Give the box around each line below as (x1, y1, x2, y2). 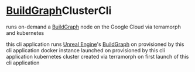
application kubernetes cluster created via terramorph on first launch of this (6, 53, 189, 60)
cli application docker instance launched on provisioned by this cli (6, 46, 165, 53)
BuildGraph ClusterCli (6, 4, 112, 17)
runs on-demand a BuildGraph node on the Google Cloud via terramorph (6, 23, 182, 30)
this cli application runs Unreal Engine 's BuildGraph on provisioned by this (6, 41, 184, 48)
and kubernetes (6, 29, 45, 36)
